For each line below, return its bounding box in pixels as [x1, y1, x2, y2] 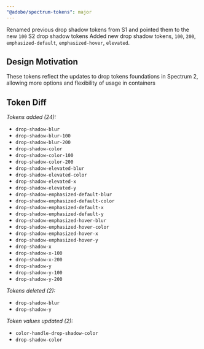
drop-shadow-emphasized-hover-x [15, 231, 98, 237]
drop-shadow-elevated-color [15, 172, 87, 178]
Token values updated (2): [6, 317, 74, 325]
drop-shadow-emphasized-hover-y [15, 237, 98, 244]
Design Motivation [6, 56, 79, 67]
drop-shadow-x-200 [15, 257, 63, 263]
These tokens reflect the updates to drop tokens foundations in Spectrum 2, [6, 73, 198, 80]
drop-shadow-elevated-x [15, 178, 77, 185]
